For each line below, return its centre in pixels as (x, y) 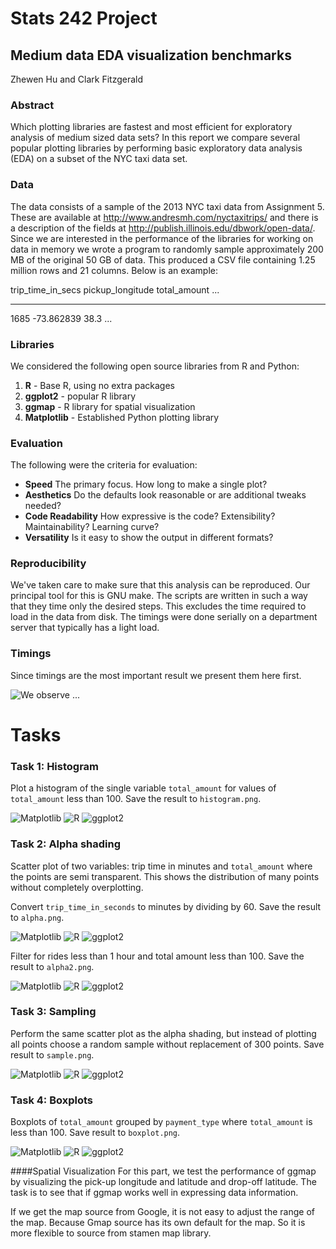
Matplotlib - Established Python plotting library (122, 417)
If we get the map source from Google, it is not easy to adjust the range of (162, 1212)
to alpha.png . (37, 917)
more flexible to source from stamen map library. (111, 1233)
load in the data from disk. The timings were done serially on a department (164, 617)
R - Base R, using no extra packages (99, 385)
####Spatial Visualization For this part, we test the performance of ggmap (163, 1171)
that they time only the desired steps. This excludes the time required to (158, 606)
